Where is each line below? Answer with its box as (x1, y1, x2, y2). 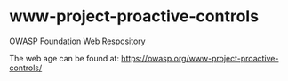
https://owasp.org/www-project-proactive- (121, 53, 279, 63)
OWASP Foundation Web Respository (9, 36, 146, 46)
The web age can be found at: (9, 53, 120, 63)
